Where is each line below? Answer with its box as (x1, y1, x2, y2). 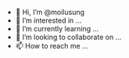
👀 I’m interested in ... (15, 16, 82, 25)
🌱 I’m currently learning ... (15, 24, 99, 33)
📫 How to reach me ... (15, 42, 88, 50)
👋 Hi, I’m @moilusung (15, 8, 84, 16)
